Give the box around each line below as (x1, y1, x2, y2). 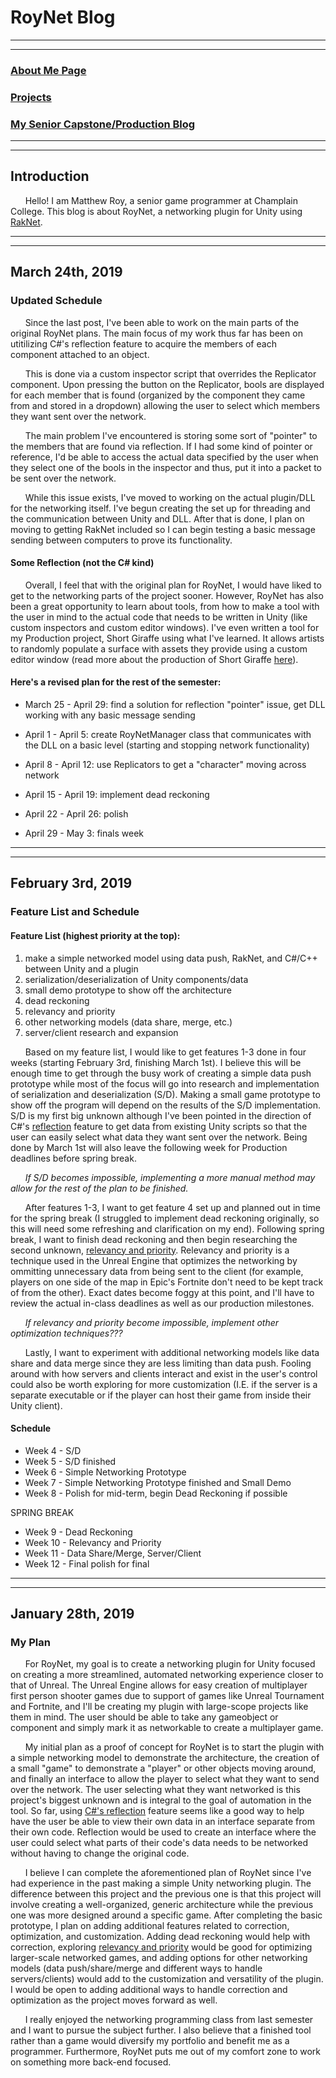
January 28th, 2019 (10, 1606, 135, 1623)
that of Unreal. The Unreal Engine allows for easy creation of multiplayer (10, 1679, 308, 1691)
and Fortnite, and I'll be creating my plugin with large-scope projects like (10, 1701, 309, 1713)
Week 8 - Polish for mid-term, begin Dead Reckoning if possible (24, 1487, 288, 1499)
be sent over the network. (10, 472, 117, 484)
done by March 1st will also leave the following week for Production (10, 1141, 288, 1153)
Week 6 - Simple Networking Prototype (24, 1466, 187, 1478)
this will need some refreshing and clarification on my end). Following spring (10, 1222, 325, 1235)
